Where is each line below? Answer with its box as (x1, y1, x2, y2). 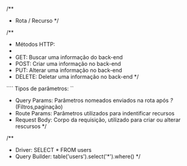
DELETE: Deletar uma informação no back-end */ (15, 73, 139, 80)
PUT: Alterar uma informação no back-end (15, 67, 122, 74)
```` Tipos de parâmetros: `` (6, 85, 74, 92)
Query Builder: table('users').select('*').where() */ (15, 153, 141, 160)
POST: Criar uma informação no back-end (15, 60, 121, 67)
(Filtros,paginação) (15, 103, 63, 110)
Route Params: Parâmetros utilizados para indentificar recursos (15, 110, 175, 117)
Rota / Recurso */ (15, 17, 59, 24)
